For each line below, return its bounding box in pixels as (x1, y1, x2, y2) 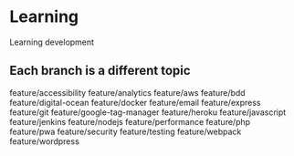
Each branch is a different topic (9, 63, 191, 78)
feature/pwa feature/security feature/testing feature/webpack (9, 126, 242, 137)
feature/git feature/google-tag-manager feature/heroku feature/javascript (9, 107, 287, 118)
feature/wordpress (9, 135, 79, 147)
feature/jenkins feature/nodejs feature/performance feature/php (9, 116, 251, 127)
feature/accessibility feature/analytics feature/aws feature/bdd (9, 87, 246, 98)
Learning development (9, 36, 94, 47)
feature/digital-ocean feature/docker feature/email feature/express (9, 97, 261, 108)
